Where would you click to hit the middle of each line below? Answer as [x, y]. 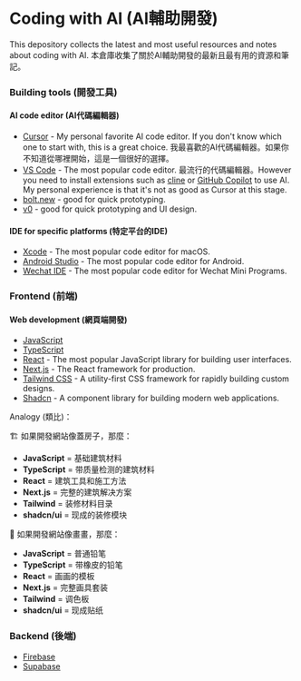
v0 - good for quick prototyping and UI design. [110, 209]
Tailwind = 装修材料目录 [68, 504]
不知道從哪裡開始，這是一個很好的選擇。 [98, 159]
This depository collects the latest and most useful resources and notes [143, 44]
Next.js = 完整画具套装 [65, 587]
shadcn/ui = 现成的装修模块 [75, 515]
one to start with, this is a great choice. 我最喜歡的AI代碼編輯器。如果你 [155, 147]
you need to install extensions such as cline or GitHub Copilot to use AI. [156, 180]
